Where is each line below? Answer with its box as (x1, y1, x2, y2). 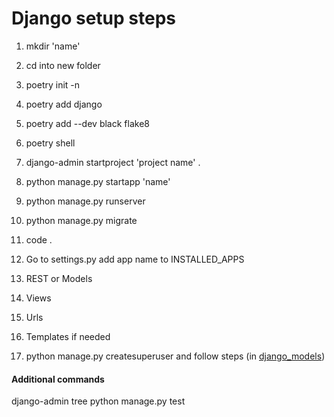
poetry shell (25, 137, 76, 149)
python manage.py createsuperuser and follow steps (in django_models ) (25, 350, 326, 362)
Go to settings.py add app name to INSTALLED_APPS (25, 253, 245, 265)
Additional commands (11, 373, 105, 385)
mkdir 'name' (25, 40, 81, 52)
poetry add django (25, 98, 103, 110)
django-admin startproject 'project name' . (25, 156, 201, 168)
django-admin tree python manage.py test (11, 395, 186, 407)
